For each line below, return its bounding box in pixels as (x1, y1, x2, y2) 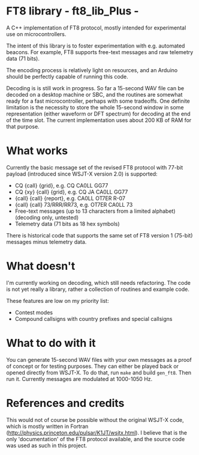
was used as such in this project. (6, 442, 88, 449)
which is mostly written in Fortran (6, 423, 89, 430)
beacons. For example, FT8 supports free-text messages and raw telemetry (6, 48, 194, 55)
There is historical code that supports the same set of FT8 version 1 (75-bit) (6, 231, 193, 239)
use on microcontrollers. (6, 30, 67, 37)
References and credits (6, 396, 125, 410)
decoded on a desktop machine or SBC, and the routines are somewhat (6, 91, 183, 98)
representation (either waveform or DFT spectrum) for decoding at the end (6, 110, 191, 117)
